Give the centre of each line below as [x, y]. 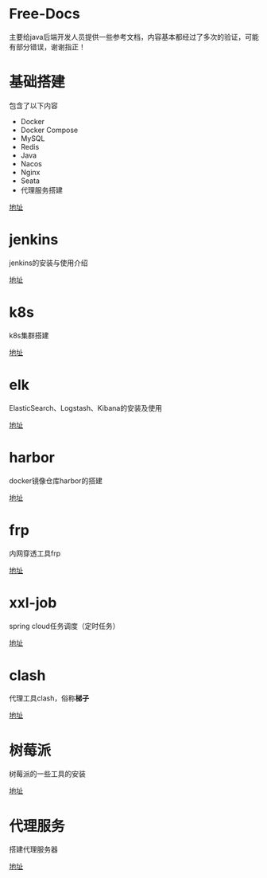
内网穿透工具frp [35, 553]
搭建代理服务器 [33, 849]
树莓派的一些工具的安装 [47, 774]
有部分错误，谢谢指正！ [47, 47]
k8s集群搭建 [29, 335]
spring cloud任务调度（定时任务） [64, 626]
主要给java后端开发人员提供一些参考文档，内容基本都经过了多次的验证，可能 [134, 37]
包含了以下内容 [33, 105]
